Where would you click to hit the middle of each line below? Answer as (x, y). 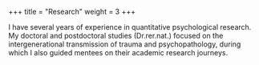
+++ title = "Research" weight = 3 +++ (72, 12)
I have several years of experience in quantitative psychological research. (130, 27)
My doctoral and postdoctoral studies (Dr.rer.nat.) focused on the (116, 36)
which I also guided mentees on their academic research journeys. (118, 53)
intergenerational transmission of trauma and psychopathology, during (125, 44)
